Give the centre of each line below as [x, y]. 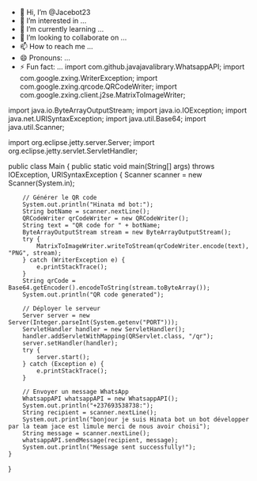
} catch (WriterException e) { [74, 260]
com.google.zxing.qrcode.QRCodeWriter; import [98, 86]
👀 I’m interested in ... [53, 21]
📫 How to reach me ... [56, 46]
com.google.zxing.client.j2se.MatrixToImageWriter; [102, 95]
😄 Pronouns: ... [45, 58]
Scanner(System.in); [42, 183]
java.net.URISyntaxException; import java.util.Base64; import [107, 118]
